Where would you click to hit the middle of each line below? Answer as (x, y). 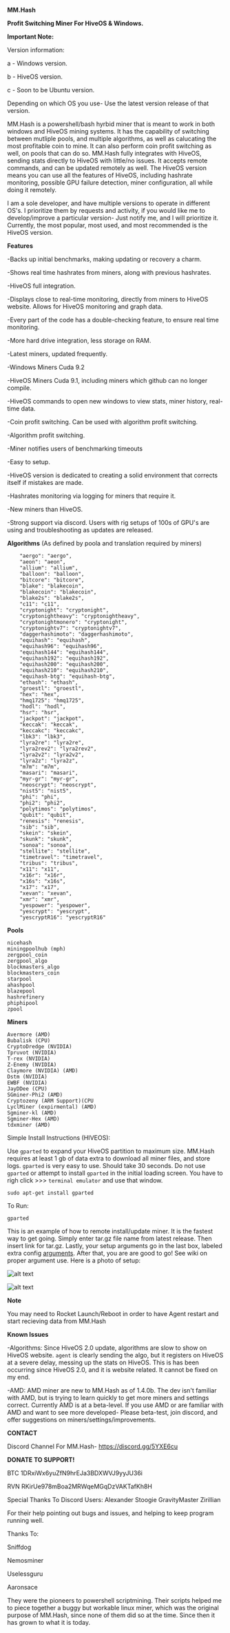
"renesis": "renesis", (52, 821)
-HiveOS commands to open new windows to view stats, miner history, (107, 401)
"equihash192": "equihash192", (64, 658)
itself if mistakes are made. (45, 482)
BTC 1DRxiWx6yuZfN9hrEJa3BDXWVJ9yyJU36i (75, 1473)
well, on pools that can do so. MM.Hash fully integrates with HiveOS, (104, 153)
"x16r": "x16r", (43, 875)
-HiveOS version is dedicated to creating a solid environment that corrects (113, 475)
